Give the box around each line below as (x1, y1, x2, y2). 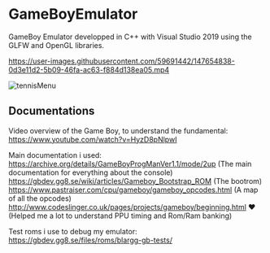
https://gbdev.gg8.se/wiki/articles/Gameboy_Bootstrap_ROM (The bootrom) (8, 176, 263, 185)
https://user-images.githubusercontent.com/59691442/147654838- (8, 56, 236, 66)
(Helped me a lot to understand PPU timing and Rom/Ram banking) (8, 211, 233, 220)
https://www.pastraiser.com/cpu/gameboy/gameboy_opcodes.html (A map (8, 185, 259, 194)
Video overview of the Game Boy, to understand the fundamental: (8, 125, 229, 135)
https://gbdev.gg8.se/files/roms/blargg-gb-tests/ (8, 235, 173, 245)
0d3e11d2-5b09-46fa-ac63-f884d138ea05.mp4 (8, 64, 170, 74)
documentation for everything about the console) (8, 168, 173, 177)
